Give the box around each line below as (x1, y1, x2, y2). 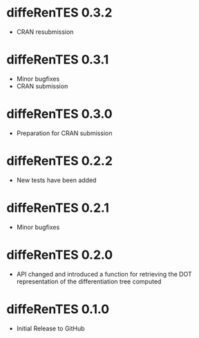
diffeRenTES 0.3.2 (6, 5, 113, 21)
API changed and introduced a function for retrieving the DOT (16, 270, 192, 278)
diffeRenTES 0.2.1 (6, 200, 110, 215)
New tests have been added (16, 176, 97, 184)
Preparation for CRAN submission (16, 129, 113, 137)
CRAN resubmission (16, 28, 74, 36)
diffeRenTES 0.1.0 (6, 301, 110, 317)
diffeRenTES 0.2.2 (6, 153, 113, 168)
